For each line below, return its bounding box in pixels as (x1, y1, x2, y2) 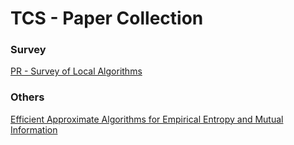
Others (10, 90, 45, 104)
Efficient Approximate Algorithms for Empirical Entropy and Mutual (10, 113, 284, 125)
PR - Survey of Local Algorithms (10, 65, 143, 77)
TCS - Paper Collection (10, 7, 204, 30)
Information (10, 123, 58, 136)
